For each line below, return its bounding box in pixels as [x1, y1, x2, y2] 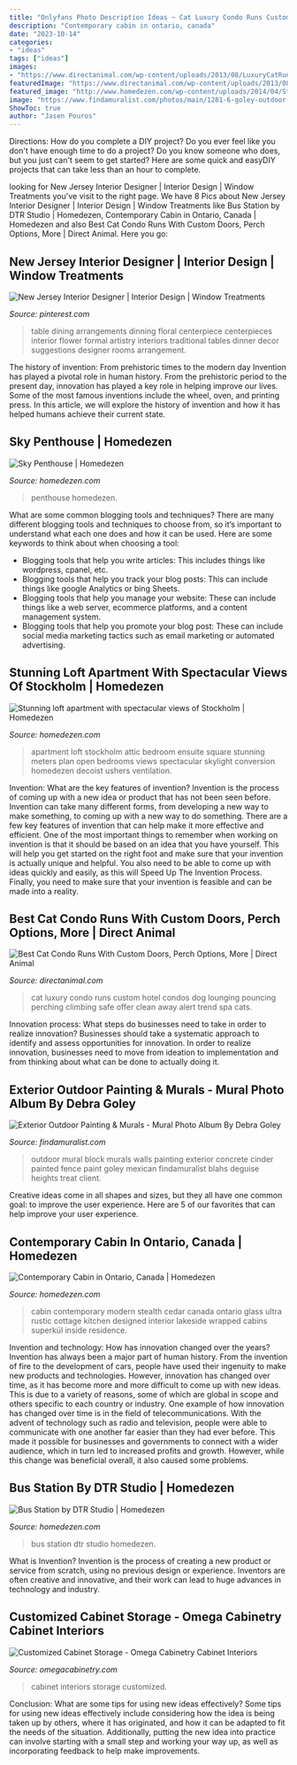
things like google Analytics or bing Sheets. [21, 583, 180, 593]
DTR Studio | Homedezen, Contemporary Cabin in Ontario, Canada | [9, 210, 256, 221]
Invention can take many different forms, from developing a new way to [9, 801, 270, 811]
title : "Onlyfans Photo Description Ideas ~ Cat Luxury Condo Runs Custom [9, 12, 291, 22]
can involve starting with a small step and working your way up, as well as [9, 1736, 278, 1746]
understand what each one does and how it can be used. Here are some [9, 528, 272, 538]
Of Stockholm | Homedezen [9, 679, 164, 694]
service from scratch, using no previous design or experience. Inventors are [9, 1565, 286, 1575]
